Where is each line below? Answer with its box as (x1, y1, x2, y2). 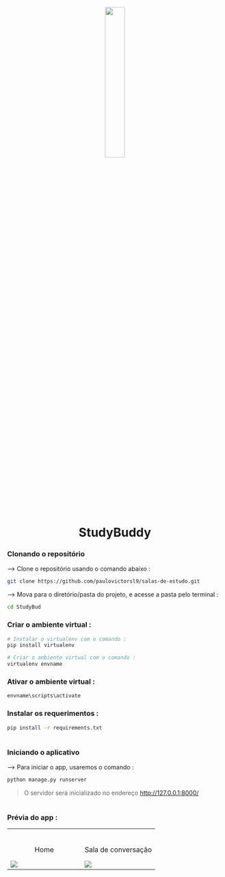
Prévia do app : (7, 813, 58, 822)
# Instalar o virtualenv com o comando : (7, 636, 127, 642)
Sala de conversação (84, 845, 153, 854)
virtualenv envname (7, 661, 63, 668)
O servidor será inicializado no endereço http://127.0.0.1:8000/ (23, 789, 200, 797)
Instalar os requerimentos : (7, 709, 99, 719)
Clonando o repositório (7, 549, 85, 559)
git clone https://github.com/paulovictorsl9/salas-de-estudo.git (7, 578, 200, 585)
